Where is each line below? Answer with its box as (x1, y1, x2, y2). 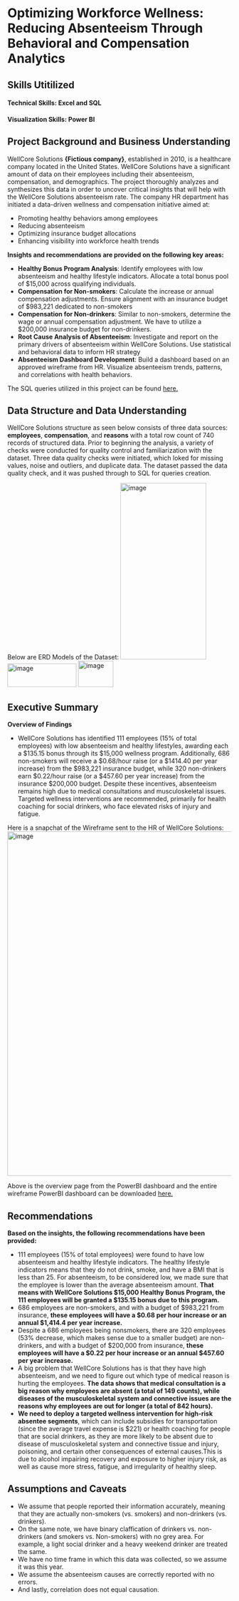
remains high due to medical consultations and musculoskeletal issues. (17, 787, 226, 796)
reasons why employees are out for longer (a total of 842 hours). (17, 1402, 213, 1411)
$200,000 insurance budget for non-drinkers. (17, 324, 152, 333)
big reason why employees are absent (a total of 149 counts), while (17, 1386, 221, 1395)
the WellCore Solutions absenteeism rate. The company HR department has (7, 192, 229, 201)
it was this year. (17, 1563, 64, 1571)
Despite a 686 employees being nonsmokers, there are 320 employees (17, 1326, 226, 1334)
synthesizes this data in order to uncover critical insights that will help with (7, 185, 226, 193)
